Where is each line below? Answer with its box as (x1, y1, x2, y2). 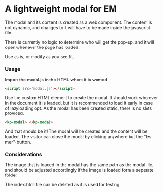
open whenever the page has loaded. (5, 44, 80, 50)
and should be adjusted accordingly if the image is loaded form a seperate (5, 167, 154, 173)
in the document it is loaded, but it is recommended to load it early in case (5, 100, 153, 106)
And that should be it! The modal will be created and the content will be (5, 128, 147, 134)
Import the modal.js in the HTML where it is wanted (5, 77, 108, 83)
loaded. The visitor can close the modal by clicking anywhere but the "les (5, 133, 152, 139)
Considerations (5, 151, 42, 158)
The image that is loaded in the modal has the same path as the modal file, (5, 162, 154, 168)
